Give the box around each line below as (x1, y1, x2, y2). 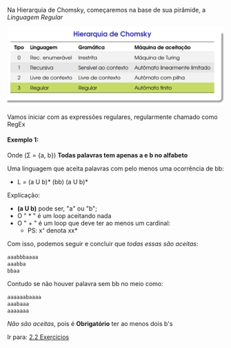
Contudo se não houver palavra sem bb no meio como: (7, 279, 163, 287)
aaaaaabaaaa (7, 294, 41, 301)
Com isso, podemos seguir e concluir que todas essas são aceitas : (7, 239, 199, 248)
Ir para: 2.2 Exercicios (7, 333, 70, 341)
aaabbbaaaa (7, 254, 39, 261)
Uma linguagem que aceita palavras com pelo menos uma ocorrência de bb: (7, 164, 224, 173)
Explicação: (7, 191, 40, 199)
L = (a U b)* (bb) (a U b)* (17, 177, 88, 186)
